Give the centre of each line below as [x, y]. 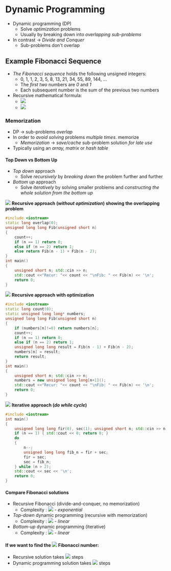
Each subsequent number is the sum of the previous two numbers [90, 90]
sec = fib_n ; [38, 462]
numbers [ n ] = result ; [37, 352]
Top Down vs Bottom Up [31, 160]
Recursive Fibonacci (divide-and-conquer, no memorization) [76, 504]
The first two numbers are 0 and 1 [56, 84]
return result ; [31, 356]
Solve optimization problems [50, 29]
